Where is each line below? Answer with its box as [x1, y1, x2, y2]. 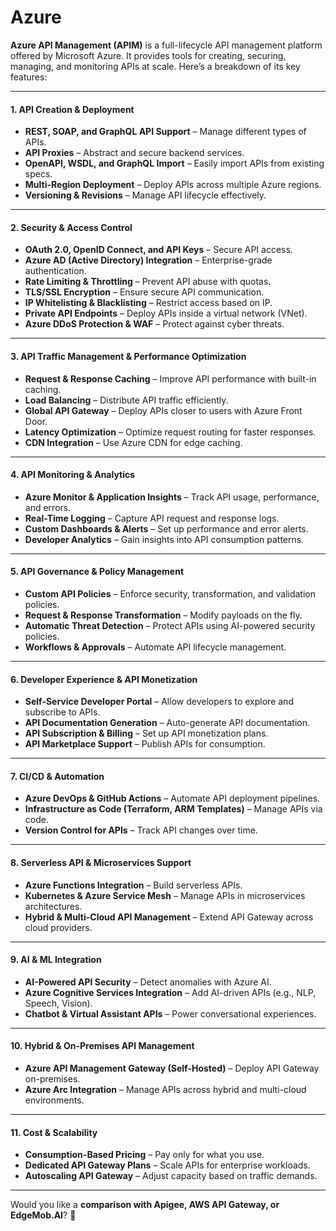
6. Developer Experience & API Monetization [10, 673, 198, 685]
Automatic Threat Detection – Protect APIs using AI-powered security [24, 619, 316, 631]
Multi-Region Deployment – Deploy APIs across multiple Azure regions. [24, 179, 322, 191]
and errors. [24, 501, 72, 513]
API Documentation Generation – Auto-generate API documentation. [24, 717, 311, 729]
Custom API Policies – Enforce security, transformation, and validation [24, 587, 316, 600]
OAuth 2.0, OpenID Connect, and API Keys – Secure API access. [24, 244, 293, 256]
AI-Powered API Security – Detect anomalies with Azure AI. [24, 976, 272, 988]
